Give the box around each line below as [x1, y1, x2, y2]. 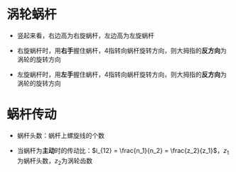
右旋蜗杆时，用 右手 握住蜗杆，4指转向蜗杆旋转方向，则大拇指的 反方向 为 [16, 46, 227, 55]
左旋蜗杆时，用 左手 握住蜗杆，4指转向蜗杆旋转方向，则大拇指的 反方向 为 [16, 70, 227, 79]
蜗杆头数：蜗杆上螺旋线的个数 [16, 131, 104, 139]
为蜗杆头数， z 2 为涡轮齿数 [16, 156, 93, 166]
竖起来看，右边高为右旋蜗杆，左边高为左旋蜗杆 [16, 31, 154, 40]
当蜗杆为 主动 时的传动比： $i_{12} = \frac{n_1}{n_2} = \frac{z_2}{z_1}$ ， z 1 [16, 146, 229, 156]
